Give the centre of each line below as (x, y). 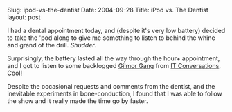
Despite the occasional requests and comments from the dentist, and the (111, 86)
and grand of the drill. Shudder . (52, 45)
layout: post (24, 17)
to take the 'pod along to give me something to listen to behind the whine (111, 38)
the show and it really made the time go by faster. (78, 101)
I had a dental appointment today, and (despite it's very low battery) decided (116, 31)
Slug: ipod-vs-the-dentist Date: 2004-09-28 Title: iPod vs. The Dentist (108, 10)
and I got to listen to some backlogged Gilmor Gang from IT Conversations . (114, 66)
